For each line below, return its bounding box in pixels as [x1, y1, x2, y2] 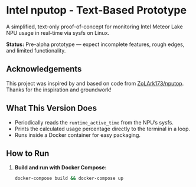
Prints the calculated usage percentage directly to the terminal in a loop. [14, 125, 191, 132]
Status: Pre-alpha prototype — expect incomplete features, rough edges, [6, 41, 185, 48]
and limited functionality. [6, 47, 66, 54]
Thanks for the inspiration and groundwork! [6, 86, 112, 93]
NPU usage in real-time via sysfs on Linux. [6, 29, 110, 36]
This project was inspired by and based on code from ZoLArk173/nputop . [6, 80, 184, 87]
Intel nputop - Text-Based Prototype [6, 4, 187, 17]
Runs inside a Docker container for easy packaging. [14, 131, 141, 139]
